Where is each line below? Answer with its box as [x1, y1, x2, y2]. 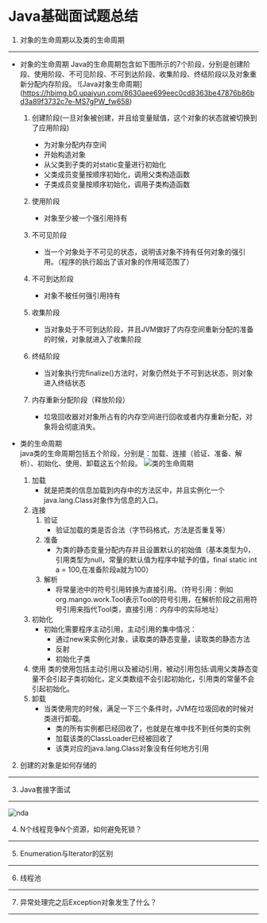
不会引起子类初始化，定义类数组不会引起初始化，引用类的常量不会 [38, 674, 255, 683]
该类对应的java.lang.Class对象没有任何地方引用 [55, 743, 209, 753]
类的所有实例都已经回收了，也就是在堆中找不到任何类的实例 [55, 724, 251, 733]
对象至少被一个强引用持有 [43, 213, 128, 222]
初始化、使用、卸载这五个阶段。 [37, 458, 142, 468]
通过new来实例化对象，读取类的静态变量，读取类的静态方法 [55, 634, 250, 643]
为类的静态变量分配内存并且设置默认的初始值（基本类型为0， [55, 545, 256, 554]
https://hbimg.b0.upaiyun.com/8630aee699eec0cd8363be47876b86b [22, 88, 255, 98]
